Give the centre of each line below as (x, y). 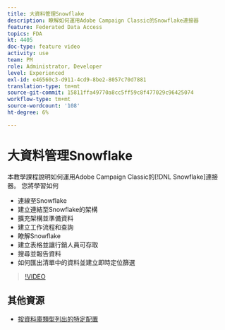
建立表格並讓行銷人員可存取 (58, 244)
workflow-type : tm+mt (39, 100)
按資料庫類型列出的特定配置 (58, 319)
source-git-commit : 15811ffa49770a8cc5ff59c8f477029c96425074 (101, 93)
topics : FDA (25, 34)
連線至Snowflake (42, 200)
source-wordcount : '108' (44, 106)
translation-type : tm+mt (44, 86)
